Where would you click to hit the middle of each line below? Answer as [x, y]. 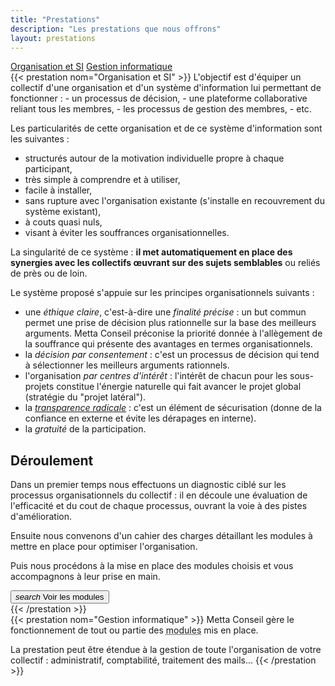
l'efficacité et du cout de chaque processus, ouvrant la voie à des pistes [159, 506]
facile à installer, [58, 190]
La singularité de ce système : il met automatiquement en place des [151, 252]
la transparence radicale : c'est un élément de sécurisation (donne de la [173, 408]
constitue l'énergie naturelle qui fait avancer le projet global [179, 387]
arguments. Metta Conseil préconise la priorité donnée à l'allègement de [173, 333]
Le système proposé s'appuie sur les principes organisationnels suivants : [162, 293]
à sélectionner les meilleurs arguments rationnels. [127, 365]
